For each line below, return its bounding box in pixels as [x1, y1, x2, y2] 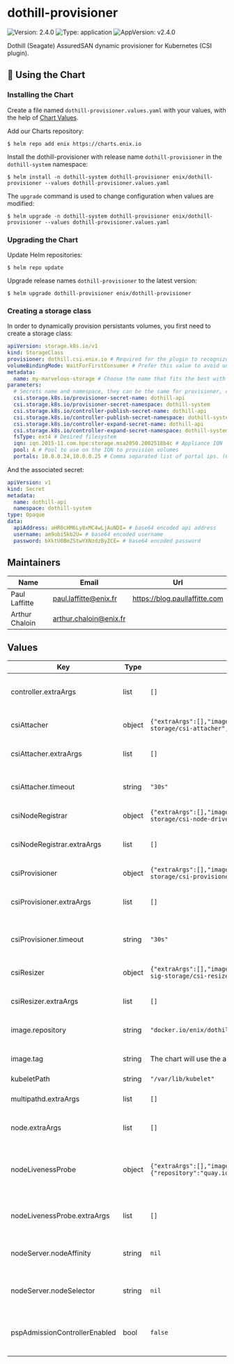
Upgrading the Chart [7, 235, 79, 245]
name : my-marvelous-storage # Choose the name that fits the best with [13, 375, 226, 382]
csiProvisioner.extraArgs [10, 897, 91, 907]
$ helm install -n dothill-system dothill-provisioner [7, 173, 170, 181]
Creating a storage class [7, 305, 92, 315]
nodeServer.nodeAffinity [10, 1248, 91, 1258]
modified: [7, 199, 35, 207]
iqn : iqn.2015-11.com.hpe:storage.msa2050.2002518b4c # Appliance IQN [13, 440, 223, 447]
